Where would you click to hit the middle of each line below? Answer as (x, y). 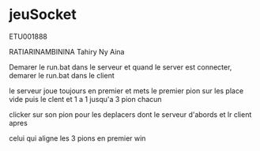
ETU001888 (28, 36)
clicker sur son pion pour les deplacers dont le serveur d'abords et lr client (130, 114)
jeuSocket (43, 15)
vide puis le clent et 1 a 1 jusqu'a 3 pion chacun (85, 99)
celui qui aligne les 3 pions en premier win (77, 138)
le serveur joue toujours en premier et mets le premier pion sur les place (126, 91)
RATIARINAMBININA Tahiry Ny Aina (67, 51)
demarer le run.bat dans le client (62, 75)
